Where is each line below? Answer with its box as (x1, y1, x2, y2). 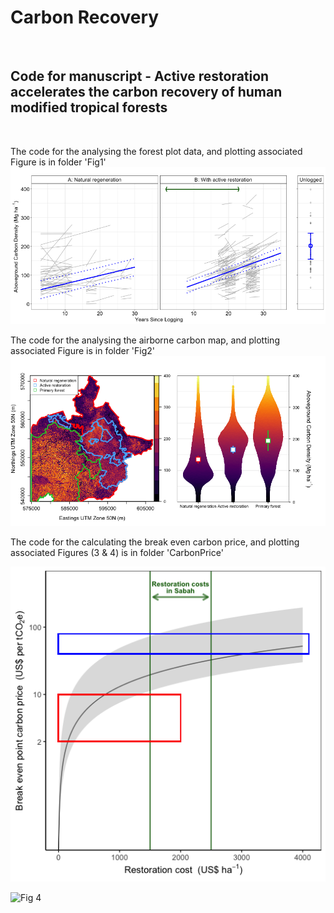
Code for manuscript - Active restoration (10, 68, 270, 85)
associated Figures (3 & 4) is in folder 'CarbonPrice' (10, 546, 224, 558)
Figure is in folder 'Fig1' (10, 156, 107, 168)
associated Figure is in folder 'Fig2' (10, 345, 156, 357)
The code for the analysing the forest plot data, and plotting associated (10, 145, 303, 157)
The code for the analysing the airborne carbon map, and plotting (10, 334, 280, 346)
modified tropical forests (10, 99, 168, 116)
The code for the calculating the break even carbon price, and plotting (10, 536, 300, 548)
